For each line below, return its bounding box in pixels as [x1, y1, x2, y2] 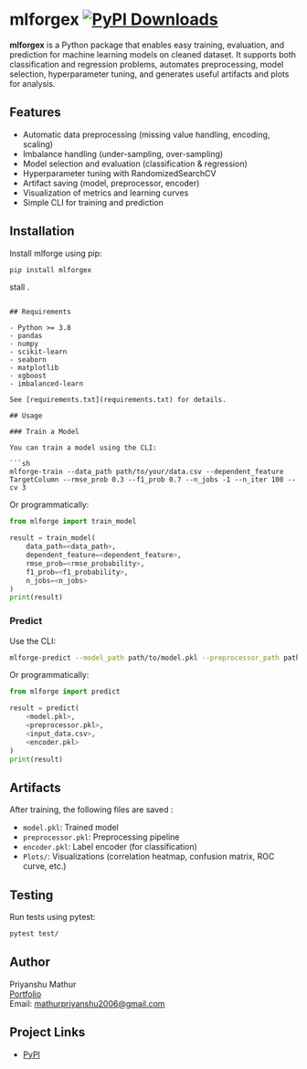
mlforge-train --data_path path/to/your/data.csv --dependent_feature [9, 467, 284, 477]
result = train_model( [9, 534, 96, 543]
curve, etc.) [22, 861, 67, 872]
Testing [9, 887, 54, 903]
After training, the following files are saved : [9, 804, 174, 815]
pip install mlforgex [9, 265, 92, 274]
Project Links [9, 1024, 86, 1041]
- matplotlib [9, 364, 59, 373]
